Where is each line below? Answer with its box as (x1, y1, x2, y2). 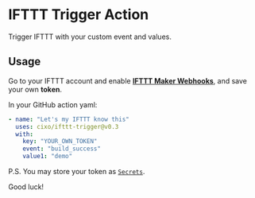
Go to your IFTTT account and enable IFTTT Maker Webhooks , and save (8, 76, 248, 85)
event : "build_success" (22, 145, 102, 153)
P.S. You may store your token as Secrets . (8, 167, 145, 176)
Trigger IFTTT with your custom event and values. (8, 32, 172, 41)
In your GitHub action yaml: (8, 99, 98, 109)
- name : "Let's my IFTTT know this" (8, 115, 129, 123)
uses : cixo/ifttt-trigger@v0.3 (15, 122, 119, 130)
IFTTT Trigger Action (8, 6, 149, 24)
